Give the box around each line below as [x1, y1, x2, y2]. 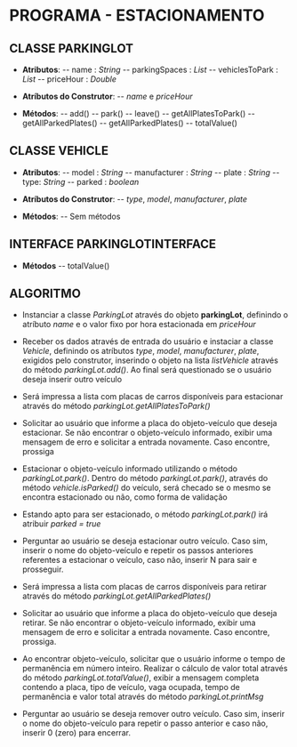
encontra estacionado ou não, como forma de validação [21, 492, 229, 502]
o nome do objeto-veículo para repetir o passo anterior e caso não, [21, 718, 269, 729]
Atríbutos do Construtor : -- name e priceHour [21, 91, 193, 101]
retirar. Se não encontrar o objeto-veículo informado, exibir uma [21, 617, 256, 628]
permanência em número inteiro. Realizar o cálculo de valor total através [21, 663, 288, 674]
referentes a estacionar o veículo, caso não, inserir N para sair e [21, 555, 258, 566]
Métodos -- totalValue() [21, 260, 110, 271]
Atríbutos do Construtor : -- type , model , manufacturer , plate [21, 193, 247, 205]
